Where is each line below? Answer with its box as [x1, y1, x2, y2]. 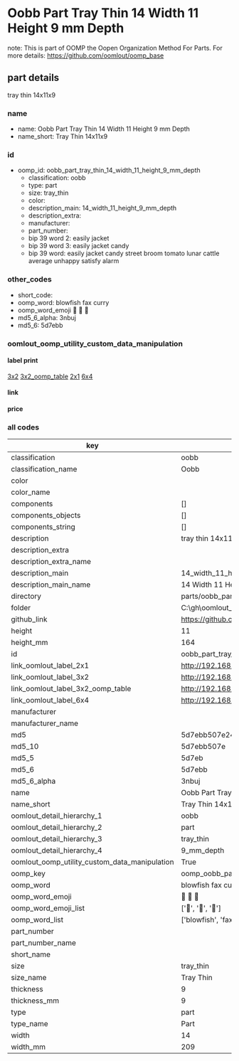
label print [7, 356, 38, 365]
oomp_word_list [11, 915, 64, 925]
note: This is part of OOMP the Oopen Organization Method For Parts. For [7, 43, 223, 52]
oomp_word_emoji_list [11, 903, 85, 913]
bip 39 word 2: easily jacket [28, 234, 110, 242]
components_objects [11, 511, 81, 521]
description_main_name [11, 580, 91, 590]
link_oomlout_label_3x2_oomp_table [11, 684, 132, 694]
